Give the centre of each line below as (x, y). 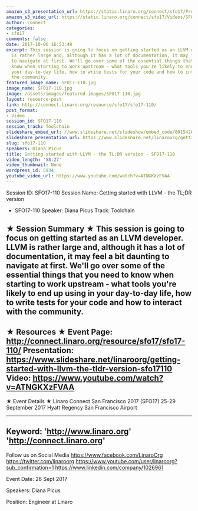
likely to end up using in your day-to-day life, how (99, 293)
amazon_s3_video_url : (33, 17)
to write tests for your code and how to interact (94, 303)
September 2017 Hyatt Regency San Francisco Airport (72, 408)
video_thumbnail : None (34, 165)
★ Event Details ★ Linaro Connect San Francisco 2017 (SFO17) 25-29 (91, 401)
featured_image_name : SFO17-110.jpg (51, 83)
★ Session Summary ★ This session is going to (95, 229)
